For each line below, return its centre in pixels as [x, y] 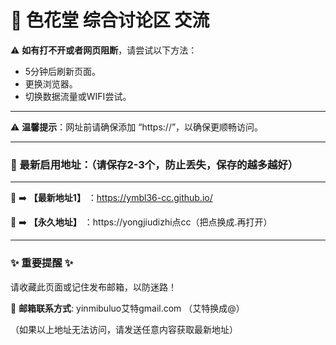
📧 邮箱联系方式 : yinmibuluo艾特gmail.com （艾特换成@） [127, 308]
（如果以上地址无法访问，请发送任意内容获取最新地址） [124, 329]
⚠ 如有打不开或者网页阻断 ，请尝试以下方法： [104, 50]
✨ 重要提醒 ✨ [42, 263]
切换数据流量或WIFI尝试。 [78, 96]
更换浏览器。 [51, 83]
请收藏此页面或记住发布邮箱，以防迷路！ [93, 287]
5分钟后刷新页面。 [63, 71]
